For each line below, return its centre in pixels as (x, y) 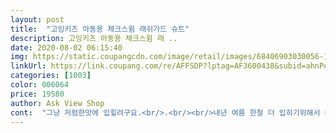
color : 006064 (40, 85)
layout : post (37, 19)
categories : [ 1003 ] (51, 76)
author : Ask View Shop (57, 103)
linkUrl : (28, 66)
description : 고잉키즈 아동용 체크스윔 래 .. (94, 38)
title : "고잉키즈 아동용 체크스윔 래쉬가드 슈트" (100, 29)
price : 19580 (37, 94)
